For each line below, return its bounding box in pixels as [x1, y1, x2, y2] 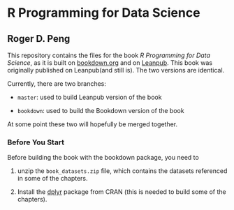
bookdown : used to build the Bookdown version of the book [17, 107, 184, 114]
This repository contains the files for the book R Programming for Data [7, 51, 211, 59]
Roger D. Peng [7, 33, 71, 45]
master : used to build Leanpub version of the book [17, 93, 162, 101]
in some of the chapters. [17, 174, 89, 183]
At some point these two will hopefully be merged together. [7, 120, 178, 128]
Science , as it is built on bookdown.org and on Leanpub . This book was [7, 59, 213, 67]
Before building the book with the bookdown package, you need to [7, 153, 199, 162]
